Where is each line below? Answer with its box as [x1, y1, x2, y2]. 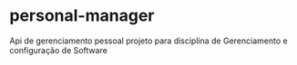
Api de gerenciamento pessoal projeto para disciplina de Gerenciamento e [9, 35, 289, 46]
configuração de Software [9, 44, 108, 55]
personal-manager [9, 5, 155, 26]
